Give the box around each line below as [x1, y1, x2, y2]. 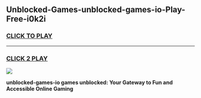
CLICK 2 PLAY [6, 54, 48, 62]
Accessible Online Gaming [6, 85, 74, 92]
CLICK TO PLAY [6, 32, 53, 40]
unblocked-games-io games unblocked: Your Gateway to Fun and [6, 78, 173, 86]
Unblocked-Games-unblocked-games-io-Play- [6, 5, 185, 15]
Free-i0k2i [6, 14, 46, 24]
